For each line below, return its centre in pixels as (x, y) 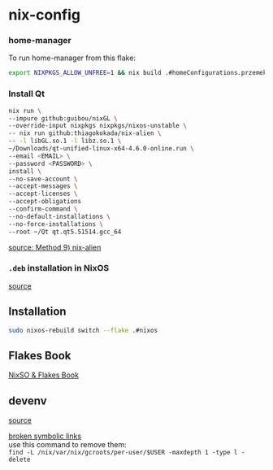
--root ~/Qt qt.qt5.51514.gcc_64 (65, 232)
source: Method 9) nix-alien (55, 247)
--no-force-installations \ (56, 224)
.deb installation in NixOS (59, 268)
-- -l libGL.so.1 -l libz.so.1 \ (65, 141)
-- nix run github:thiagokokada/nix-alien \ (85, 133)
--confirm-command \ (43, 209)
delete (19, 460)
